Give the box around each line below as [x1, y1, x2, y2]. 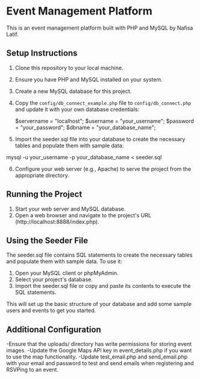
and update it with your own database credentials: [14, 106, 140, 113]
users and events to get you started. [6, 307, 96, 314]
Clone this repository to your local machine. [14, 64, 123, 71]
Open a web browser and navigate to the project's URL [14, 211, 152, 218]
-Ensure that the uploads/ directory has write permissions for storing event [6, 340, 192, 348]
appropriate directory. [14, 171, 69, 179]
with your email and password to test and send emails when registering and [6, 360, 194, 367]
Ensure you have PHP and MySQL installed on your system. [14, 75, 163, 83]
